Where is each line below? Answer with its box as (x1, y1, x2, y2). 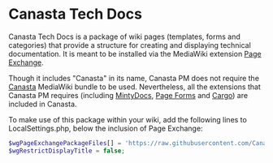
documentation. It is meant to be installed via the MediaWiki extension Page (8, 49, 262, 58)
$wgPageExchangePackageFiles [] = (8, 139, 122, 147)
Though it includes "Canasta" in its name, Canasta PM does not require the (8, 73, 260, 83)
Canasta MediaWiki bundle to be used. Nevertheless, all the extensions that (8, 82, 262, 92)
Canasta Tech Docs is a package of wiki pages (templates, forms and (8, 32, 241, 41)
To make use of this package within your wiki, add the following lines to (8, 114, 248, 124)
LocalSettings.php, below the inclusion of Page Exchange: (8, 123, 203, 133)
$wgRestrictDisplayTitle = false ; (8, 147, 126, 155)
